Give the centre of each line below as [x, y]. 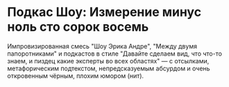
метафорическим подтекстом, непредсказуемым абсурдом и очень [109, 68]
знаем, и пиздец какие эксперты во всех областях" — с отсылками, [108, 61]
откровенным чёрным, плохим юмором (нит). [76, 76]
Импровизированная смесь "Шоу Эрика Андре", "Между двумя [102, 46]
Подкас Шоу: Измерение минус [104, 12]
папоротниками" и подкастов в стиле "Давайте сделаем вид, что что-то [114, 54]
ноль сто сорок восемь [78, 27]
